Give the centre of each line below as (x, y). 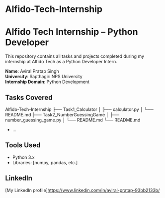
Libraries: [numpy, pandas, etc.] (45, 162)
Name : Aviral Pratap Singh (32, 71)
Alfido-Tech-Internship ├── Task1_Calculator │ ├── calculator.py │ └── (80, 109)
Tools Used (23, 145)
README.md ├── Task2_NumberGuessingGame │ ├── (62, 114)
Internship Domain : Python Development (47, 82)
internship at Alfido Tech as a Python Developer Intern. (61, 62)
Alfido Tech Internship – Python (72, 32)
